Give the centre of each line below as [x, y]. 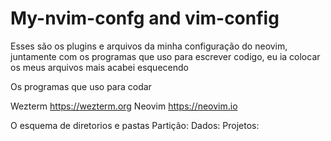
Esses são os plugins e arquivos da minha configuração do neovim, [149, 46]
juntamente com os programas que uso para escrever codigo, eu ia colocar [165, 56]
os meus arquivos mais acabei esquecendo [99, 67]
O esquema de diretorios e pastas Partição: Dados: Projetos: [135, 125]
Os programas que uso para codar [81, 86]
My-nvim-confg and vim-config [145, 18]
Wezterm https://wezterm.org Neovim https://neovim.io [124, 106]
